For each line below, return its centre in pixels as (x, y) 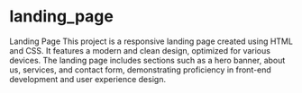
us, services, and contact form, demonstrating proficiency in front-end (141, 70)
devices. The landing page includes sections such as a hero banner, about (147, 60)
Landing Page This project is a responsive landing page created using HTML (151, 41)
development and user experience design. (88, 79)
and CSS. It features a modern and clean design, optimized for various (140, 50)
